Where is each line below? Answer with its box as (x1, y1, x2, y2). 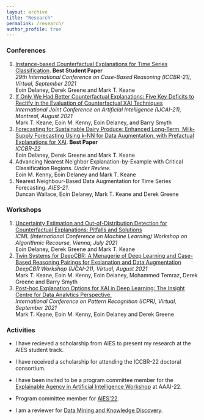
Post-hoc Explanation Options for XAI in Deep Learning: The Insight (15, 284, 185, 291)
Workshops (6, 206, 42, 214)
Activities (6, 326, 35, 334)
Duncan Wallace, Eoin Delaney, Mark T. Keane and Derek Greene (15, 190, 179, 198)
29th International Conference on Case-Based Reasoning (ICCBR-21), (15, 73, 192, 80)
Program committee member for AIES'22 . (15, 395, 119, 402)
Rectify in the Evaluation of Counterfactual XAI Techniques (15, 99, 163, 107)
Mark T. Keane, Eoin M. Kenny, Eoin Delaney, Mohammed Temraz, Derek (15, 271, 199, 279)
